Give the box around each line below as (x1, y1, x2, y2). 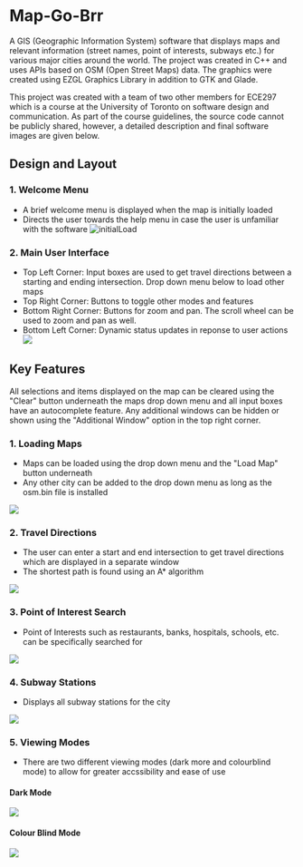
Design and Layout (9, 156, 118, 172)
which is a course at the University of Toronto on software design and (9, 101, 270, 112)
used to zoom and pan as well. (22, 315, 137, 326)
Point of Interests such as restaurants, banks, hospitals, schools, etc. (22, 627, 279, 638)
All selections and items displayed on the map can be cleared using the (9, 385, 275, 396)
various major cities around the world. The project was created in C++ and (9, 54, 288, 65)
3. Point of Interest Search (9, 606, 127, 619)
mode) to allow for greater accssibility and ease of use (22, 766, 226, 777)
